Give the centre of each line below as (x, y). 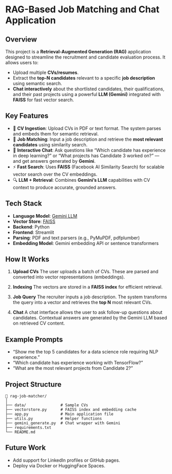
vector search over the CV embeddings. (55, 174)
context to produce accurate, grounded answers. (65, 187)
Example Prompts (34, 339)
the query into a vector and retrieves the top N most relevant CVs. (82, 302)
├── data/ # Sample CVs (47, 405)
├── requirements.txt (28, 428)
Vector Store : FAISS (34, 221)
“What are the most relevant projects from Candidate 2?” (73, 368)
